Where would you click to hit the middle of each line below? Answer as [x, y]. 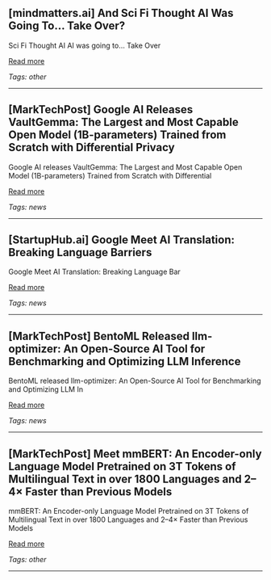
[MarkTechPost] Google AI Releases [101, 109]
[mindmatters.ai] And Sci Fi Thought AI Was [121, 13]
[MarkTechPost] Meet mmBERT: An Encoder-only [135, 454]
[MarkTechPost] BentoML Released [99, 336]
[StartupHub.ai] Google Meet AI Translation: [122, 240]
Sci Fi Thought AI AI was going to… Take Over [85, 45]
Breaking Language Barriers [80, 252]
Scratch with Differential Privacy [92, 147]
